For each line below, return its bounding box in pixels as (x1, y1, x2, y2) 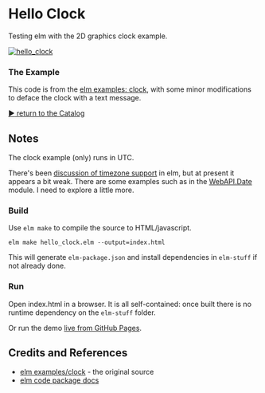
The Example (8, 66, 60, 77)
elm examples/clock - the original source (19, 367, 154, 377)
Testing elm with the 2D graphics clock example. (8, 31, 168, 41)
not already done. (8, 261, 66, 271)
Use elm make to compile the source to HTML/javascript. (8, 223, 193, 233)
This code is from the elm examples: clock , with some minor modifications (8, 84, 252, 94)
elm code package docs (19, 375, 99, 385)
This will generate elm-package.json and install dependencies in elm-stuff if (8, 253, 258, 262)
